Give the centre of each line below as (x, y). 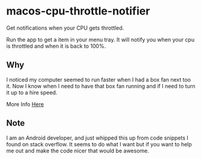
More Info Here (25, 104)
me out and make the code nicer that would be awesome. (78, 151)
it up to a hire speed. (32, 92)
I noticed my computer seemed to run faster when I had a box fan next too (99, 79)
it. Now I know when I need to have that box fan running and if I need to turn (101, 86)
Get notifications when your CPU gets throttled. (65, 28)
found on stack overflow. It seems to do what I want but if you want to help (99, 144)
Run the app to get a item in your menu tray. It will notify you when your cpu (101, 39)
